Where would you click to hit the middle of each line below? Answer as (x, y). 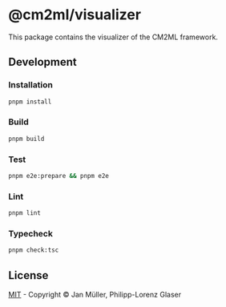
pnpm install (30, 102)
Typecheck (31, 233)
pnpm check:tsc (34, 250)
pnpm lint (25, 213)
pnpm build (26, 139)
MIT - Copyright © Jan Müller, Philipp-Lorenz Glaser (95, 295)
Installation (31, 85)
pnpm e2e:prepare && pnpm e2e (59, 176)
